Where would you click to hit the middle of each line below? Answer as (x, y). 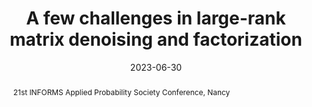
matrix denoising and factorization (156, 39)
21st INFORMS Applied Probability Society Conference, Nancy (121, 92)
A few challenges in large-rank (156, 18)
